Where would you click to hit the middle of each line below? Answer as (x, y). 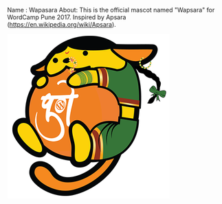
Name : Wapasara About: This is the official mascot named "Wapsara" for (111, 10)
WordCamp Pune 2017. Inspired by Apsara (67, 17)
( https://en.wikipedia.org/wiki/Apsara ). (62, 24)
